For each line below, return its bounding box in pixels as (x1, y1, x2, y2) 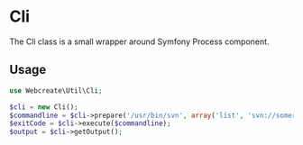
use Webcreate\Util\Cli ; (9, 86, 103, 95)
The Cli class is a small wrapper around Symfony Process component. (9, 36, 270, 47)
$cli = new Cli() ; (9, 102, 78, 112)
